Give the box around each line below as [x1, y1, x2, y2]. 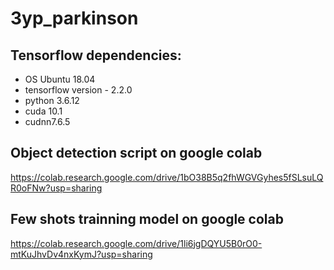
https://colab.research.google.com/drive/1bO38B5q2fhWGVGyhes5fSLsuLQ [10, 171, 324, 183]
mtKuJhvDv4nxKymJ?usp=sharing [10, 248, 153, 260]
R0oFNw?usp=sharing [10, 182, 103, 194]
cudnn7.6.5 [24, 116, 71, 127]
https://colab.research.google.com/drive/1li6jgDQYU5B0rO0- [10, 237, 263, 249]
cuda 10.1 [24, 105, 63, 117]
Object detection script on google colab [10, 145, 263, 162]
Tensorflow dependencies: [10, 47, 182, 64]
